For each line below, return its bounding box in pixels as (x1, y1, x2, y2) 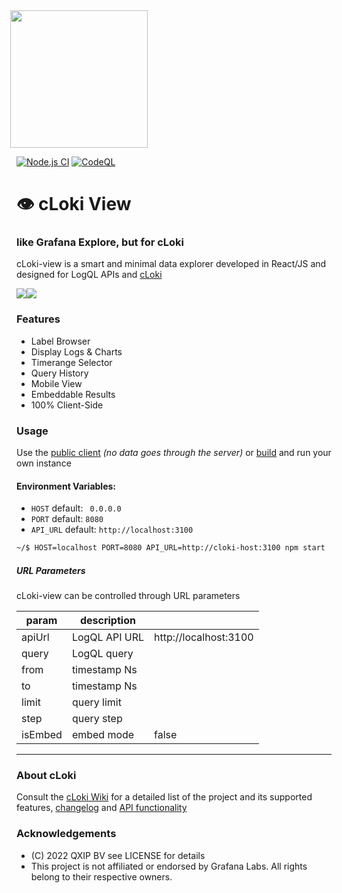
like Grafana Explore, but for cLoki (16, 235, 185, 249)
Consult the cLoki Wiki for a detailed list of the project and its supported (16, 791, 313, 803)
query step (71, 712, 123, 726)
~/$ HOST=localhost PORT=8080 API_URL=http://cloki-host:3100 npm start (16, 543, 326, 553)
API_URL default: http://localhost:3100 (30, 524, 194, 536)
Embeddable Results (30, 388, 116, 400)
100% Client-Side (30, 399, 104, 411)
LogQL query (71, 647, 134, 661)
